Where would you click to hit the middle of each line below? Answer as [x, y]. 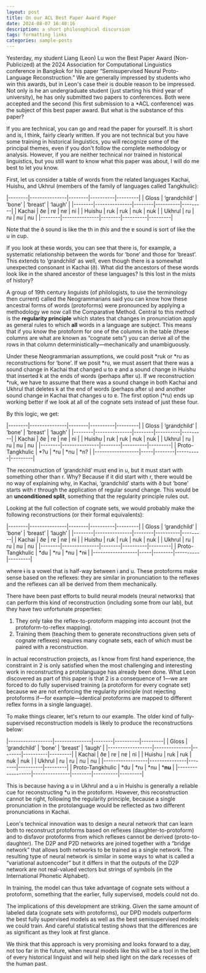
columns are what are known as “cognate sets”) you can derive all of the [98, 338]
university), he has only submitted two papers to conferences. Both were [98, 97]
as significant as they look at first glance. [58, 932]
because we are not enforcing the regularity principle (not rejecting [91, 691]
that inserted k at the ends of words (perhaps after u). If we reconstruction [100, 376]
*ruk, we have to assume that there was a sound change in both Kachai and [102, 382]
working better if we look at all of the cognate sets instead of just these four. [103, 402]
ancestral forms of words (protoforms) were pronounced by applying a [96, 305]
